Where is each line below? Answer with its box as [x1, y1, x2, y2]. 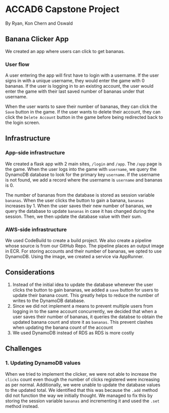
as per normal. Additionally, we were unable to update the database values [5, 382, 160, 388]
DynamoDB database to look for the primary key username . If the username [5, 171, 160, 178]
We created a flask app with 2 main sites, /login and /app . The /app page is [5, 160, 162, 167]
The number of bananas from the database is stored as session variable [5, 192, 155, 198]
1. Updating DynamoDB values [5, 360, 81, 367]
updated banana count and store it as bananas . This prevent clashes [12, 319, 153, 325]
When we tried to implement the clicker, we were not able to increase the [5, 371, 157, 377]
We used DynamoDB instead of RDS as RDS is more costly [12, 329, 135, 336]
